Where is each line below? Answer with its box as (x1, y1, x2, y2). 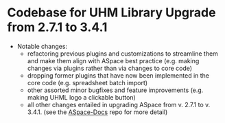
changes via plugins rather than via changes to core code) (27, 64, 193, 72)
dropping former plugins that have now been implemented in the (27, 71, 210, 80)
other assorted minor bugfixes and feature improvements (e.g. (27, 86, 204, 94)
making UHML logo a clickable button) (27, 93, 136, 101)
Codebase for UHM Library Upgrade (7, 5, 216, 21)
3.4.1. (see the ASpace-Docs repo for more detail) (27, 108, 168, 116)
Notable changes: (16, 42, 67, 50)
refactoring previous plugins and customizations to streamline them (27, 49, 218, 58)
